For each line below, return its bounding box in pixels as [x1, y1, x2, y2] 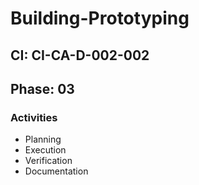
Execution [24, 144, 67, 156]
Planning [24, 133, 62, 146]
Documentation [24, 165, 89, 177]
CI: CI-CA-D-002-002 [10, 47, 150, 64]
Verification [24, 155, 73, 167]
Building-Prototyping [10, 7, 190, 30]
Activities [10, 110, 58, 124]
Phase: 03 [10, 80, 75, 97]
